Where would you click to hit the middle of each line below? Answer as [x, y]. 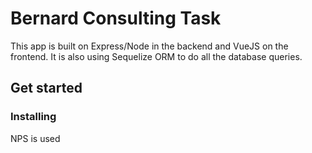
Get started [46, 88]
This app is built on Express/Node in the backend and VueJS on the [149, 46]
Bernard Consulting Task [116, 18]
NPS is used [35, 138]
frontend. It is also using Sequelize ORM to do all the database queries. [156, 56]
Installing [33, 117]
